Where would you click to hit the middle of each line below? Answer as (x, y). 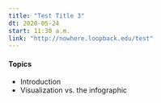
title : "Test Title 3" (47, 16)
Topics (20, 64)
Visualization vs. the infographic (74, 90)
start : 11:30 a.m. (39, 31)
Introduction (40, 82)
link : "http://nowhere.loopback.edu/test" (81, 38)
